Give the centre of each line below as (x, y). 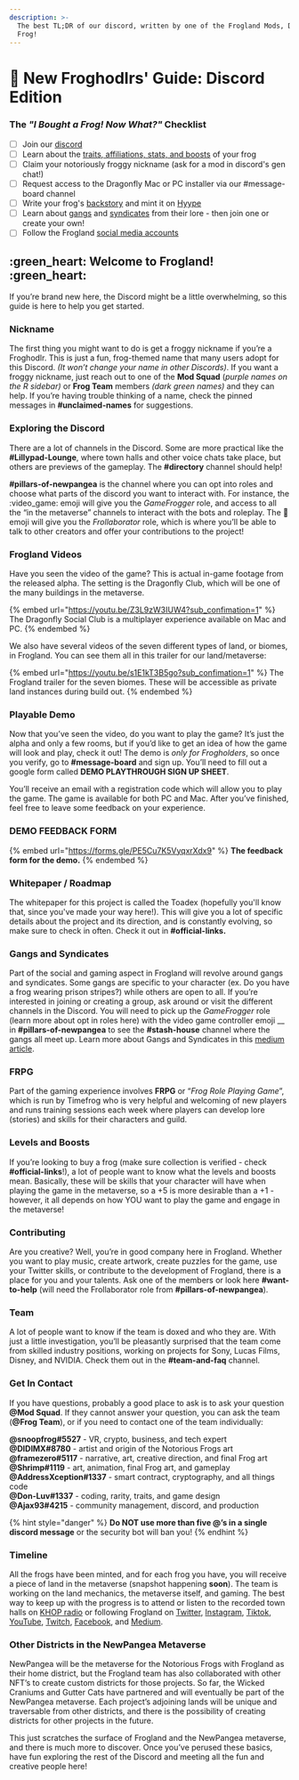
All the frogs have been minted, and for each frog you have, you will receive (148, 1574)
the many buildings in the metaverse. (77, 592)
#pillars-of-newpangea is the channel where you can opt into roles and (141, 484)
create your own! (53, 223)
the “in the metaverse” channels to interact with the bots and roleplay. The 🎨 (149, 512)
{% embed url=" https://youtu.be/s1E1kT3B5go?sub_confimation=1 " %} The (147, 672)
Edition (36, 97)
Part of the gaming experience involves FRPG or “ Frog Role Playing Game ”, (147, 1091)
